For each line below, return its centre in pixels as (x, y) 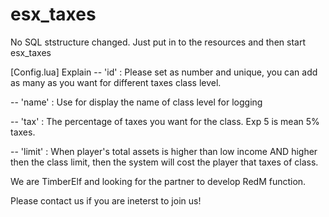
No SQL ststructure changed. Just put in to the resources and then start (158, 42)
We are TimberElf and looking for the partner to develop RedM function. (158, 181)
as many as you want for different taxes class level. (116, 82)
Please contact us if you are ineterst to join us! (106, 200)
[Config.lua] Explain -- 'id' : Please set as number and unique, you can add (164, 72)
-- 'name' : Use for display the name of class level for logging (136, 102)
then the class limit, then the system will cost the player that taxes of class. (164, 162)
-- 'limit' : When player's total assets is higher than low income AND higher (164, 151)
